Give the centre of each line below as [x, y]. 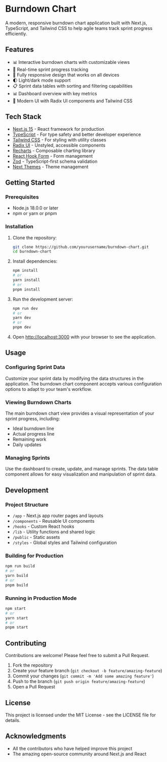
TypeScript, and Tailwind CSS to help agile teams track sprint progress [79, 28]
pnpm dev [22, 328]
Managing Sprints [28, 458]
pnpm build [17, 585]
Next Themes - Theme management [50, 167]
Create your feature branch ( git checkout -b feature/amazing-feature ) [87, 671]
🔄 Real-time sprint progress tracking [50, 69]
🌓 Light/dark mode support [41, 80]
